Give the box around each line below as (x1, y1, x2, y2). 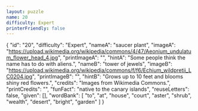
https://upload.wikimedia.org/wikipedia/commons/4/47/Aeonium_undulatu (8, 48, 192, 55)
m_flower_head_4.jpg (6, 54, 58, 61)
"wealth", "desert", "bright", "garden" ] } (6, 99, 104, 106)
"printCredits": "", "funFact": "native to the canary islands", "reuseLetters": (6, 85, 190, 93)
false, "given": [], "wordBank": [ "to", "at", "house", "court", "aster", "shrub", (6, 92, 192, 99)
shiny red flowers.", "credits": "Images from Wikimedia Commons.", (6, 80, 171, 87)
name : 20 (6, 14, 28, 20)
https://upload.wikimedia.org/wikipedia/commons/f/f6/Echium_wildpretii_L (8, 66, 192, 74)
